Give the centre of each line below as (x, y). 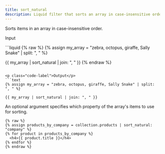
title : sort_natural (26, 10)
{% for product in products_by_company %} (49, 134)
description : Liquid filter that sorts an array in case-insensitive (78, 14)
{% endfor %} (18, 142)
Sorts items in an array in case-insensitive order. (54, 28)
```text (13, 80)
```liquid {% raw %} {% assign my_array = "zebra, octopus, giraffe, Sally (78, 47)
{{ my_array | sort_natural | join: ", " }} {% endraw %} (58, 62)
